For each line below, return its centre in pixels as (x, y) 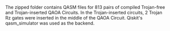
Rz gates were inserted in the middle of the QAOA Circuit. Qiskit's (74, 18)
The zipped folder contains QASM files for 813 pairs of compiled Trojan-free (85, 7)
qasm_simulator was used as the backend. (50, 23)
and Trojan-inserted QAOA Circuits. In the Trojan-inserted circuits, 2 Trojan (84, 12)
